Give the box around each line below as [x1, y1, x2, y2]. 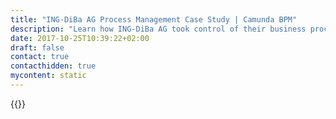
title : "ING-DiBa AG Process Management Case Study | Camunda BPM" [10, 14, 298, 25]
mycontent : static [10, 71, 87, 81]
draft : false [10, 42, 65, 53]
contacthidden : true [10, 61, 97, 71]
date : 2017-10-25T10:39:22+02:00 [10, 33, 150, 43]
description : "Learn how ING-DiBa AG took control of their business [10, 24, 307, 34]
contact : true [10, 52, 70, 62]
